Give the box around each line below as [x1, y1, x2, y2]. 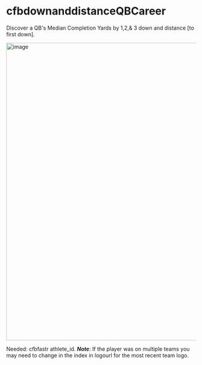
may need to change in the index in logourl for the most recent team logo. [6, 352, 189, 359]
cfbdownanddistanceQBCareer [6, 4, 166, 18]
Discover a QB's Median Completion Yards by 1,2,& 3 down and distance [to [6, 24, 195, 31]
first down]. [6, 30, 35, 37]
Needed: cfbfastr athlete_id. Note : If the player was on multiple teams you [6, 345, 190, 352]
